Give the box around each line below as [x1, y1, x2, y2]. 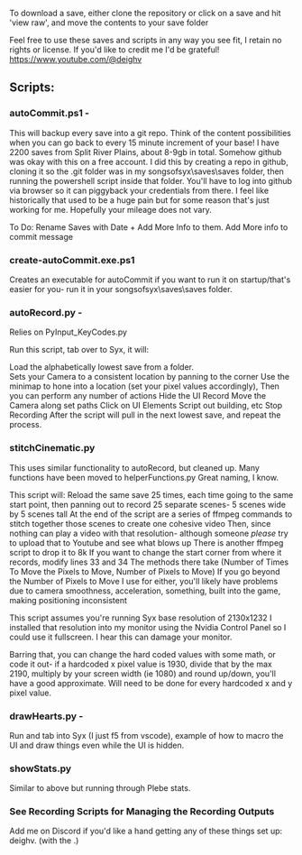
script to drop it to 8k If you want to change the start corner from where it [9, 547, 282, 557]
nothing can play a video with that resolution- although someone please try [9, 528, 288, 538]
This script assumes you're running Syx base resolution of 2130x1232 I [9, 612, 272, 623]
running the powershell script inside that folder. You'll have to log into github [9, 175, 293, 186]
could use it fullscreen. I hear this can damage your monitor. [9, 631, 233, 642]
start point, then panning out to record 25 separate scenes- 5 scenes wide [9, 499, 287, 510]
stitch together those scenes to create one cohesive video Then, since [9, 518, 271, 529]
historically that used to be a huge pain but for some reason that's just [9, 194, 270, 206]
